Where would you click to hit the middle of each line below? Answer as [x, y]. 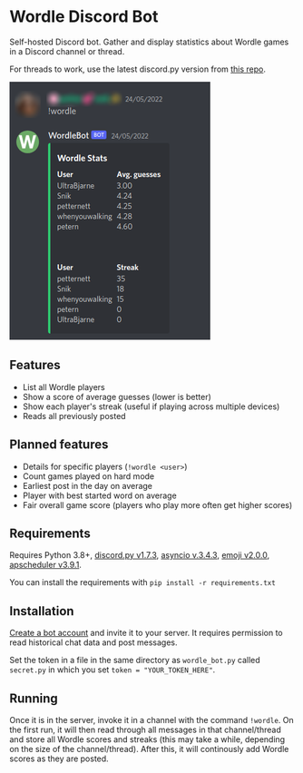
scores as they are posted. [59, 758]
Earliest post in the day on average [87, 485]
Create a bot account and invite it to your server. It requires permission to [146, 633]
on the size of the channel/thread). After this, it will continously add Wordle [149, 749]
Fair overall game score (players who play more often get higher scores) [157, 504]
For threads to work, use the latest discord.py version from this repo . [137, 69]
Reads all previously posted [74, 416]
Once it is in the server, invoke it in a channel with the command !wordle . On [152, 720]
